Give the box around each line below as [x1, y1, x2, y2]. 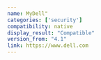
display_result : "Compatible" [7, 29, 95, 37]
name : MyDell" [7, 10, 49, 17]
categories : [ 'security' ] [7, 17, 82, 23]
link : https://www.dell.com [7, 42, 89, 49]
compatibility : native [7, 23, 73, 30]
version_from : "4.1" [7, 36, 68, 43]
